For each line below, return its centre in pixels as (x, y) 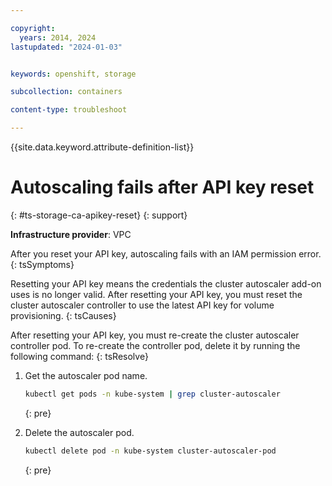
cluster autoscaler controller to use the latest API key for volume (142, 305)
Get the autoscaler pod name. (86, 375)
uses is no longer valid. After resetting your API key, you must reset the (156, 294)
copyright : (33, 28)
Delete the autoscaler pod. (79, 432)
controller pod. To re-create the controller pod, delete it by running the (155, 345)
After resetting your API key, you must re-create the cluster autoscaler (155, 335)
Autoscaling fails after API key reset (162, 187)
